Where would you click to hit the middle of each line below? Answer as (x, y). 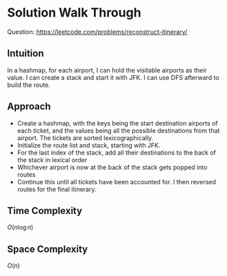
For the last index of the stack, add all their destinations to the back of (116, 152)
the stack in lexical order (52, 159)
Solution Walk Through (74, 13)
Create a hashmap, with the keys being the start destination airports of (118, 123)
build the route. (29, 85)
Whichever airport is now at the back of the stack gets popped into (112, 167)
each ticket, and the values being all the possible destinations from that (118, 130)
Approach (29, 107)
